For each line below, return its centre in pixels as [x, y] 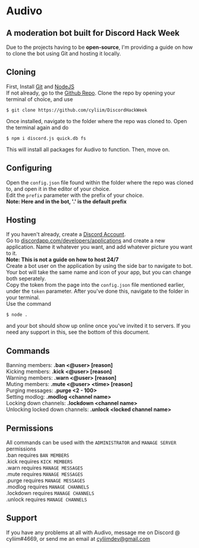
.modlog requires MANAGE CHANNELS [48, 487]
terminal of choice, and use [40, 99]
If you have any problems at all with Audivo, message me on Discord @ [93, 532]
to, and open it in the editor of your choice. [59, 189]
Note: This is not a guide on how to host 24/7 [62, 259]
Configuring [29, 168]
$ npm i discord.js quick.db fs [46, 138]
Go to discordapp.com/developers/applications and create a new [86, 241]
